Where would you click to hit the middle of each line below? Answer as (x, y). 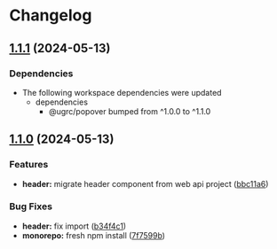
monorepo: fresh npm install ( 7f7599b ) (94, 235)
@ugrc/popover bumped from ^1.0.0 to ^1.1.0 (130, 111)
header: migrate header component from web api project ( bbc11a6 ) (145, 183)
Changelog (51, 16)
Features (29, 165)
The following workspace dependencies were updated (122, 92)
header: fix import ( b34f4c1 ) (74, 226)
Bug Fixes (31, 206)
